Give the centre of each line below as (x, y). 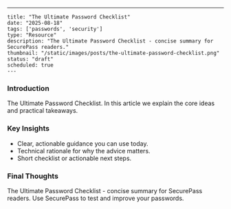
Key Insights (29, 129)
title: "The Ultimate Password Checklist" (69, 17)
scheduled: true (30, 65)
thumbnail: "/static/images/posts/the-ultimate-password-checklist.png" (113, 53)
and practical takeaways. (43, 111)
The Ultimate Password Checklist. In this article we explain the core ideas (111, 103)
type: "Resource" (32, 35)
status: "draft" (30, 59)
